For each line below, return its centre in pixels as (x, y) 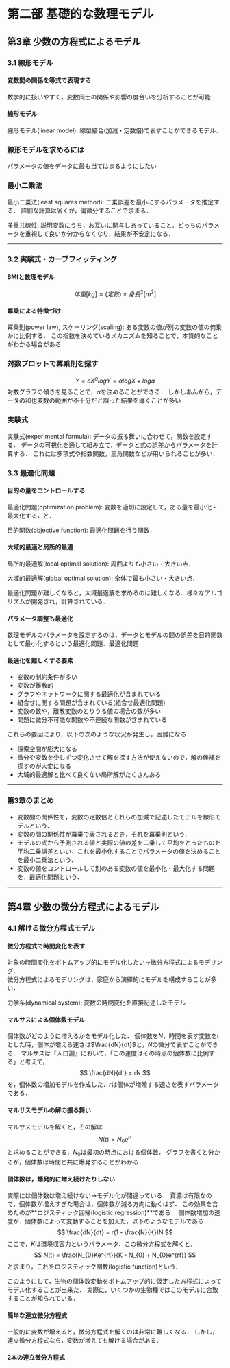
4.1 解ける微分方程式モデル (51, 928)
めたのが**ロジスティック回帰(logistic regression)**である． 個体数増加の (111, 1213)
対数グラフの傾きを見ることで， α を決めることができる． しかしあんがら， (112, 392)
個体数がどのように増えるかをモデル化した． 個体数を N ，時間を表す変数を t (113, 1036)
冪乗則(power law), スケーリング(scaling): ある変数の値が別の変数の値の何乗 (115, 327)
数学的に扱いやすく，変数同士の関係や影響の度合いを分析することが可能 (109, 97)
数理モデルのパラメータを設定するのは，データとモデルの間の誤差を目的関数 (115, 635)
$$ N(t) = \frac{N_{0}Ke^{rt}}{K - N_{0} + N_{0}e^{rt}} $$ (115, 1255)
